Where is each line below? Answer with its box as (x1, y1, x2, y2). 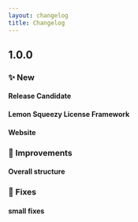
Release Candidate (8, 92, 72, 101)
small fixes (8, 206, 45, 216)
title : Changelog (8, 19, 65, 27)
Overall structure (8, 167, 65, 176)
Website (8, 127, 36, 137)
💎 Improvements (8, 147, 73, 158)
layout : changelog (8, 11, 69, 20)
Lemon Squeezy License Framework (8, 110, 130, 119)
